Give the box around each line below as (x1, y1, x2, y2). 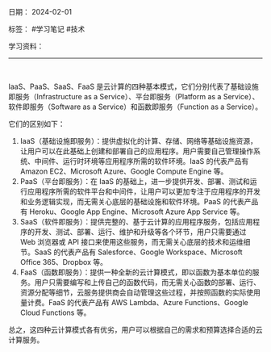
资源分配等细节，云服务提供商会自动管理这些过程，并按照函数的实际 (19, 287, 247, 297)
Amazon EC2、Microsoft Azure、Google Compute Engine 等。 (19, 166, 228, 176)
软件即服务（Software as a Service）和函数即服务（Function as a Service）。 (8, 102, 263, 111)
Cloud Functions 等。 (19, 308, 91, 317)
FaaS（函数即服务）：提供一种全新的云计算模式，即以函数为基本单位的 (19, 267, 252, 277)
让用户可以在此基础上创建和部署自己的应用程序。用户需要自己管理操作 (19, 146, 254, 156)
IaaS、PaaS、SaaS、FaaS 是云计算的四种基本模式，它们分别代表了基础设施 (8, 82, 260, 91)
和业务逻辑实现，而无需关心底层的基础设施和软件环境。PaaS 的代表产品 (19, 197, 259, 206)
